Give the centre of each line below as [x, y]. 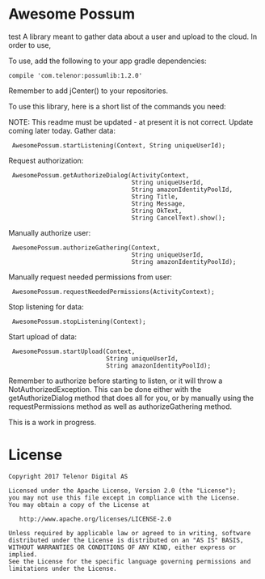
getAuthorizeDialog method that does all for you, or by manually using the [131, 398]
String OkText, [157, 211]
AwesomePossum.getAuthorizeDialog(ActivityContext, [101, 175]
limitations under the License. [63, 568]
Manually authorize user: [50, 232]
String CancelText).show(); [179, 218]
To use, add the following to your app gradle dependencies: [108, 61]
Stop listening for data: [46, 307]
